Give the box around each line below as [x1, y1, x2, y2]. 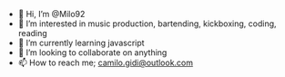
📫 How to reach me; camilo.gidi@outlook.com [17, 57, 194, 68]
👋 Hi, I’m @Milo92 [17, 9, 86, 19]
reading [17, 28, 47, 38]
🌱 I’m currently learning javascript [17, 37, 145, 48]
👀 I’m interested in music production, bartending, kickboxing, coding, [17, 18, 277, 29]
